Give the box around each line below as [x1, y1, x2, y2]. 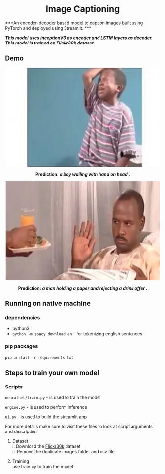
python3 [12, 325, 30, 332]
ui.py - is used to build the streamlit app [5, 414, 87, 420]
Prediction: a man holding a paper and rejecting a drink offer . [18, 285, 148, 291]
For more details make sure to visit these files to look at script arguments [5, 424, 153, 430]
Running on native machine [5, 300, 91, 308]
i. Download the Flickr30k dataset [12, 443, 81, 449]
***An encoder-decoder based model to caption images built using [5, 20, 143, 26]
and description [5, 429, 37, 434]
